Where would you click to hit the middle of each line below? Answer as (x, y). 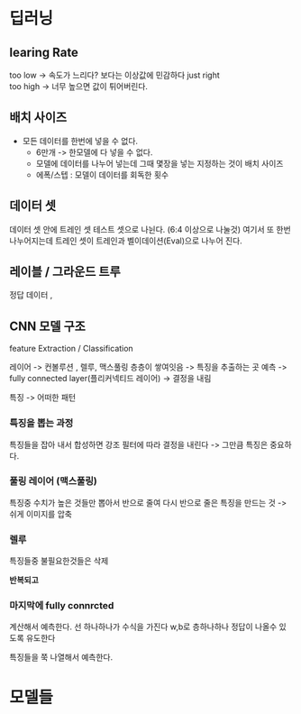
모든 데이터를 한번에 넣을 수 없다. (80, 141)
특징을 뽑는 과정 (41, 423)
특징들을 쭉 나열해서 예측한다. (61, 657)
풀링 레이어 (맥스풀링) (53, 481)
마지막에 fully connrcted (62, 606)
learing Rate (44, 52)
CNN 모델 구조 (47, 326)
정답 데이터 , (31, 295)
